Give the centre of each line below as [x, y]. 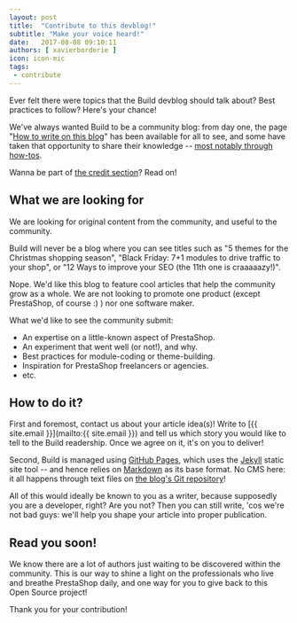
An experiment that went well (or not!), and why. [109, 347]
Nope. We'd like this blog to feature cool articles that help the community [143, 284]
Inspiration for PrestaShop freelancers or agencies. [115, 365]
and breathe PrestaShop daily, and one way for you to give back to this [139, 583]
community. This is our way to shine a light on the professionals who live [142, 573]
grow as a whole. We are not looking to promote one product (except [135, 293]
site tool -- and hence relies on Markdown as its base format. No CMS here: [148, 470]
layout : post [33, 17]
